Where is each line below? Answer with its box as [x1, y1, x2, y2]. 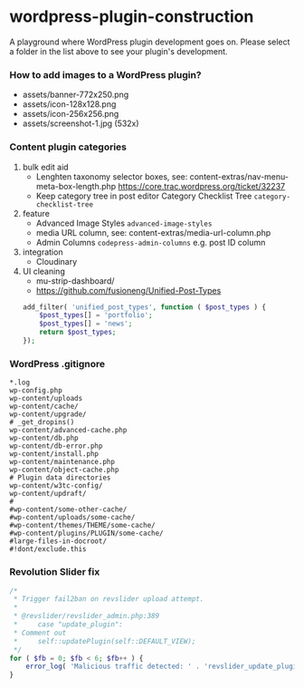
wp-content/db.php [9, 433, 79, 443]
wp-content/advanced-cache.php [9, 426, 128, 435]
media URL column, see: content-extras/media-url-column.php [35, 227, 271, 237]
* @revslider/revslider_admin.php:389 [13, 612, 160, 621]
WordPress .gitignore [9, 357, 106, 370]
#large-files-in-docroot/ [9, 537, 107, 546]
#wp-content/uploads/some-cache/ [9, 513, 136, 522]
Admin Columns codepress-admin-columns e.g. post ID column [35, 237, 266, 247]
